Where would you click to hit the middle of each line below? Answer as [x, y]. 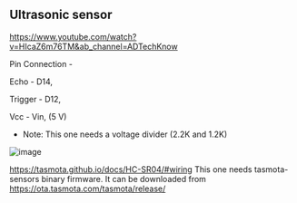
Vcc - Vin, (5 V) [38, 116]
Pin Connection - [41, 63]
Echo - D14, [31, 82]
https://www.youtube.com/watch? [73, 36]
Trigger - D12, [35, 99]
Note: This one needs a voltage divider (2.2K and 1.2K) [125, 134]
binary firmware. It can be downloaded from [124, 179]
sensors [25, 179]
